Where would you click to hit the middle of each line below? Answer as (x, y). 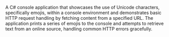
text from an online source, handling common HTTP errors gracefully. (79, 29)
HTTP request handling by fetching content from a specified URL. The (79, 18)
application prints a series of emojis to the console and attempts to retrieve (85, 23)
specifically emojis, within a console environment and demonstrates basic (83, 13)
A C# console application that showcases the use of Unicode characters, (82, 7)
